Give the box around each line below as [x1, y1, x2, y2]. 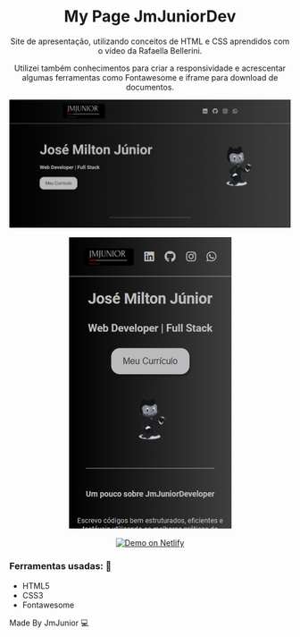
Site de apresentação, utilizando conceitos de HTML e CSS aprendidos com [10, 36, 290, 47]
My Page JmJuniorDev [63, 6, 237, 27]
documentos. [125, 81, 175, 92]
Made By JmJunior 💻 [9, 617, 89, 628]
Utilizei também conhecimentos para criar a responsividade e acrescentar [13, 63, 287, 73]
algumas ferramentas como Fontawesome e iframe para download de [21, 72, 279, 82]
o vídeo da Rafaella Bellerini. [97, 45, 203, 55]
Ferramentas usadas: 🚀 [9, 560, 112, 573]
